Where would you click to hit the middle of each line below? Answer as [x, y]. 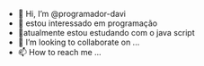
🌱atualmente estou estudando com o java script [106, 33]
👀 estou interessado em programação [88, 23]
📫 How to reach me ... [59, 52]
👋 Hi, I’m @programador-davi [71, 14]
